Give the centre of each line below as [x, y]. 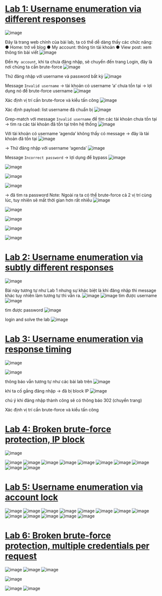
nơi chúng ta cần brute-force [34, 67]
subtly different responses [59, 268]
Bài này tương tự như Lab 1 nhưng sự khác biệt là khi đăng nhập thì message [81, 290]
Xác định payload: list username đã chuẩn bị [49, 110]
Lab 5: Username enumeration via [74, 487]
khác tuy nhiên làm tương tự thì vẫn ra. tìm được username [81, 295]
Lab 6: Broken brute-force [58, 535]
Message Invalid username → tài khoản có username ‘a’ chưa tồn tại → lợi [79, 85]
